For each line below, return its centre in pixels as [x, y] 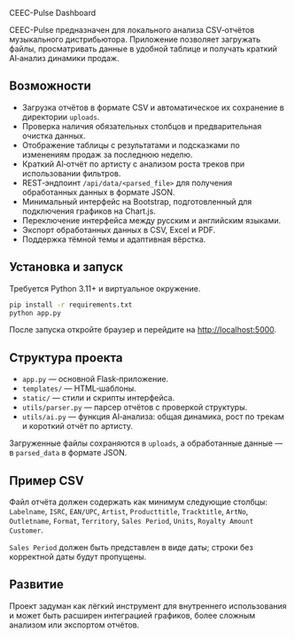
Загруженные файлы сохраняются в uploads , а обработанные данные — [146, 443]
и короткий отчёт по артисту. [78, 426]
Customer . [27, 530]
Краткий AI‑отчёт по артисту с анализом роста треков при [133, 164]
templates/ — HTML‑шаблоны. [79, 388]
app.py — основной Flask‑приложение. [95, 379]
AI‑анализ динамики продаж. [64, 58]
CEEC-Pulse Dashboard [53, 13]
